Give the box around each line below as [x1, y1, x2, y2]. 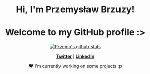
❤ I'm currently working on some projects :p [28, 63, 122, 69]
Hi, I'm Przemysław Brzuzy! [16, 4, 135, 15]
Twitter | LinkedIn [56, 53, 95, 59]
